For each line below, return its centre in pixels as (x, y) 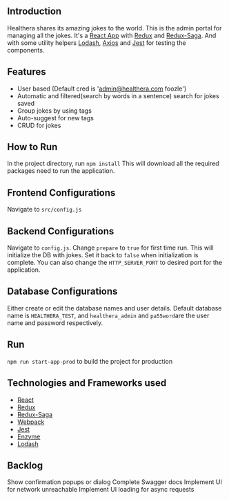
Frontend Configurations (61, 193)
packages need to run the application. (61, 171)
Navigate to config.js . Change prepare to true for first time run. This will (110, 248)
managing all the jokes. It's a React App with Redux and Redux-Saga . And (112, 35)
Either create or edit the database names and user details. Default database (114, 308)
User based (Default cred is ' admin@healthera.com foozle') (102, 89)
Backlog (25, 465)
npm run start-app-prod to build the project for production (90, 361)
